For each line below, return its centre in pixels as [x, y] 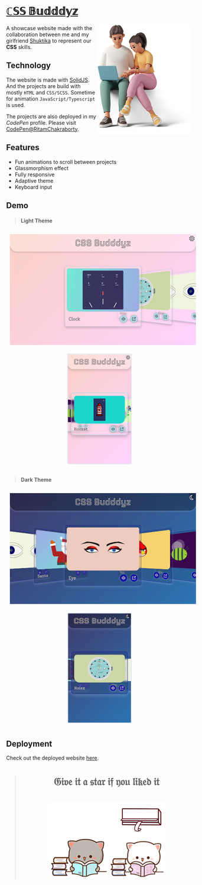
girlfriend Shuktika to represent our [49, 40]
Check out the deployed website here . [53, 758]
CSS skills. [19, 47]
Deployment [29, 743]
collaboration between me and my [48, 34]
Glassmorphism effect [42, 168]
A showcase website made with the [49, 28]
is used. [16, 105]
